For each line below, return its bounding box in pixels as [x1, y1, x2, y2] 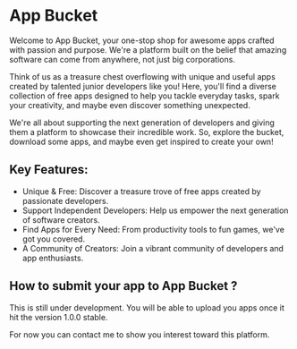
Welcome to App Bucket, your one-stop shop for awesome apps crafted [9, 35, 275, 46]
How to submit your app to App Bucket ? [9, 278, 238, 294]
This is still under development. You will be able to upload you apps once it [9, 302, 284, 313]
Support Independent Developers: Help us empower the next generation [21, 205, 289, 216]
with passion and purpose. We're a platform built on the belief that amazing [9, 44, 287, 55]
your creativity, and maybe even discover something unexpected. [9, 99, 250, 110]
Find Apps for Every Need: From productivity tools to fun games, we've [21, 224, 284, 234]
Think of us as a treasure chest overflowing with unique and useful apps [9, 71, 276, 81]
